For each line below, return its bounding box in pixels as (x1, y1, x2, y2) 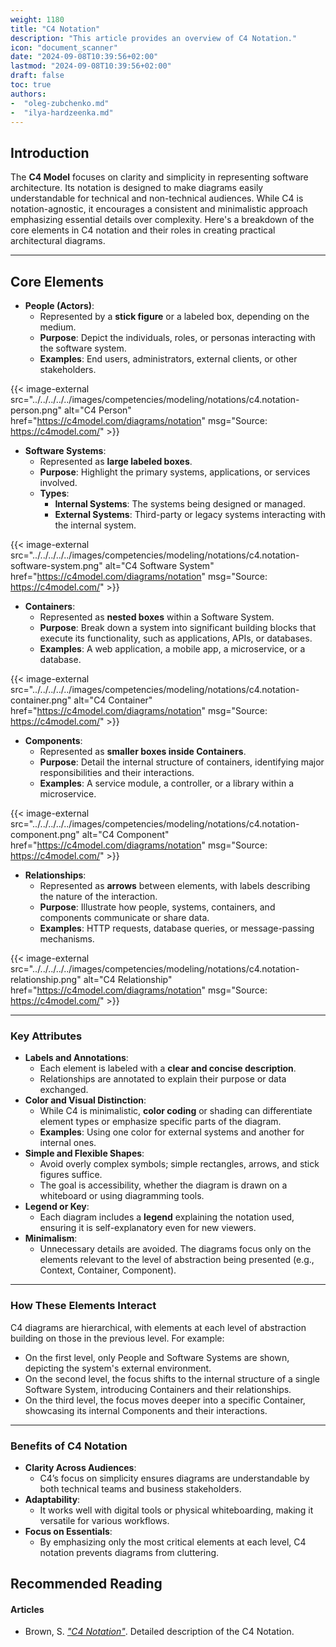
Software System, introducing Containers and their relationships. (24, 1383, 292, 1395)
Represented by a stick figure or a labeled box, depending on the (39, 311, 310, 322)
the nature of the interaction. (39, 891, 158, 902)
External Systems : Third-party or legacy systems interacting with (54, 509, 326, 520)
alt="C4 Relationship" (83, 974, 173, 985)
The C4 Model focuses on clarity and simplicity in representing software (10, 171, 309, 183)
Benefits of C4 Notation (10, 1439, 128, 1453)
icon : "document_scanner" (10, 42, 118, 53)
